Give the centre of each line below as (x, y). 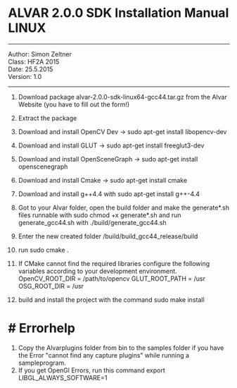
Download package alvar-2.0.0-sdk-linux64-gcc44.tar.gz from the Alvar (123, 97)
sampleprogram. (42, 363)
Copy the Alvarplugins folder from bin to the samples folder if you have (121, 348)
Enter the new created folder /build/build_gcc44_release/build (108, 236)
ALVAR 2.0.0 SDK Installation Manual (118, 13)
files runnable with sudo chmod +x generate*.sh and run (100, 215)
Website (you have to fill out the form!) (74, 104)
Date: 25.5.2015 (31, 69)
